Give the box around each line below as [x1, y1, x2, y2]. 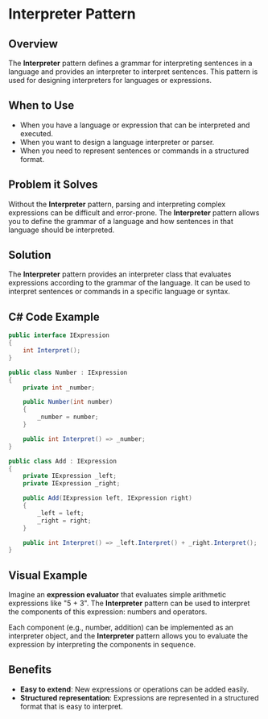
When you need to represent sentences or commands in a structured [19, 146, 249, 156]
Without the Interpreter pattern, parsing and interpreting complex [8, 199, 226, 209]
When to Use [8, 98, 75, 113]
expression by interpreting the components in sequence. [8, 640, 196, 650]
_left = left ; [37, 509, 85, 517]
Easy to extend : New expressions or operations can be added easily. [19, 684, 249, 694]
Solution [8, 248, 52, 262]
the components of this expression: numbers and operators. [8, 607, 208, 617]
